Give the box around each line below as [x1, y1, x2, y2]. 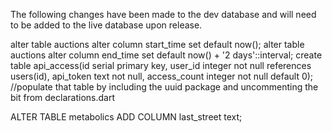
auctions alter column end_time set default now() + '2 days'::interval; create [10, 49, 323, 61]
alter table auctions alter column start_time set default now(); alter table [10, 39, 305, 50]
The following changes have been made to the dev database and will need [10, 9, 317, 20]
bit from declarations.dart [10, 92, 115, 103]
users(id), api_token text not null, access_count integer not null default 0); [10, 70, 314, 82]
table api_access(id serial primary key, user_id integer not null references [10, 60, 312, 71]
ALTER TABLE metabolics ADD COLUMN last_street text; [10, 111, 243, 123]
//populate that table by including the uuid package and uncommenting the [10, 81, 319, 93]
